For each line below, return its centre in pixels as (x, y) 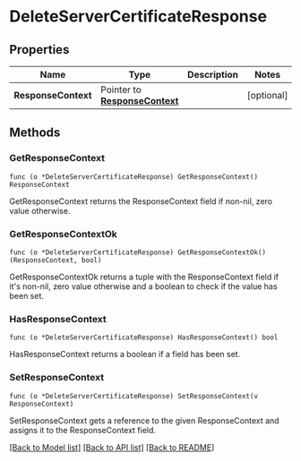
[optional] (267, 95)
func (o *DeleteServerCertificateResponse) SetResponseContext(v (133, 396)
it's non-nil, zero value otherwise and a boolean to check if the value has (143, 286)
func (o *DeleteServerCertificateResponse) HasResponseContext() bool (144, 337)
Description (213, 75)
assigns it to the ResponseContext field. (83, 430)
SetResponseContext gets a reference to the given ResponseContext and (144, 420)
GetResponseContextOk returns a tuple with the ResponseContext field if (144, 277)
